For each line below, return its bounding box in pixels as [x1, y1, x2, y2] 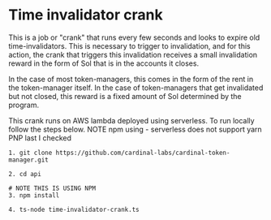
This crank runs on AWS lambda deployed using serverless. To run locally [8, 115, 255, 125]
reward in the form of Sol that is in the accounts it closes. [8, 58, 200, 68]
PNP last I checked [8, 132, 71, 143]
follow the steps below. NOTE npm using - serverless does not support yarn [8, 124, 262, 134]
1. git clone [8, 149, 53, 157]
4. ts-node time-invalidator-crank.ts [8, 205, 140, 214]
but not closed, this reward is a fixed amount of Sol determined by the [8, 91, 242, 101]
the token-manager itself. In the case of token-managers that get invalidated [8, 83, 264, 93]
